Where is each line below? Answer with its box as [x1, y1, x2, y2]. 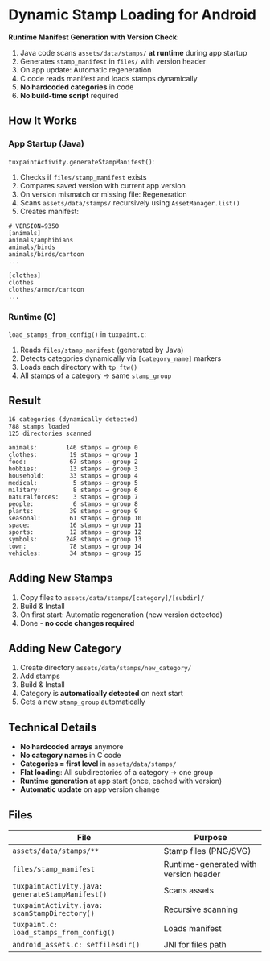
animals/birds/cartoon [8, 250, 84, 259]
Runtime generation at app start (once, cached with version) [19, 776, 223, 786]
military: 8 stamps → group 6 [8, 486, 138, 494]
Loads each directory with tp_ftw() [19, 362, 138, 371]
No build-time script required [19, 90, 119, 100]
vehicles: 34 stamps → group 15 [8, 549, 142, 557]
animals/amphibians [8, 236, 74, 244]
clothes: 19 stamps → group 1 [8, 450, 138, 458]
